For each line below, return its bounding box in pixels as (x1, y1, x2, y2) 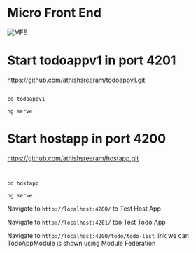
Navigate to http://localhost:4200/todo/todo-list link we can (7, 231, 190, 239)
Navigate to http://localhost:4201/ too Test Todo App (7, 218, 166, 226)
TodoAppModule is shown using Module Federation (7, 239, 156, 247)
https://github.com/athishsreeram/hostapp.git (7, 154, 139, 162)
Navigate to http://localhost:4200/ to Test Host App (7, 204, 161, 213)
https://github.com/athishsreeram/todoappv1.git (7, 76, 146, 84)
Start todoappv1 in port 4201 (7, 52, 176, 69)
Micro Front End (7, 5, 101, 21)
